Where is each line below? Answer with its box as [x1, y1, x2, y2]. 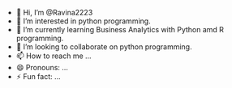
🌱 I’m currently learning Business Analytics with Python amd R [15, 25, 225, 34]
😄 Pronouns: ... [15, 63, 69, 72]
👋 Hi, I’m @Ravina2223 [15, 8, 93, 17]
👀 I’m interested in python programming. [15, 16, 152, 26]
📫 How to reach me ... [15, 51, 92, 61]
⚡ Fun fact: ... [15, 72, 61, 81]
